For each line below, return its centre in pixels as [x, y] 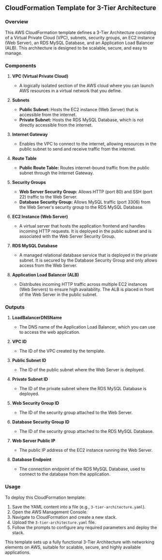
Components [21, 66]
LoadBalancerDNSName [37, 318]
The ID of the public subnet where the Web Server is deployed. [82, 370]
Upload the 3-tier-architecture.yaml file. [54, 522]
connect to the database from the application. [65, 474]
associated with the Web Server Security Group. [67, 236]
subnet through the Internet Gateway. [57, 173]
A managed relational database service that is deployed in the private [88, 255]
